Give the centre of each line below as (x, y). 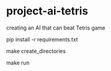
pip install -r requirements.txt (42, 39)
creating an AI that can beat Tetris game (56, 28)
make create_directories (36, 51)
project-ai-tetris (47, 11)
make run (18, 63)
